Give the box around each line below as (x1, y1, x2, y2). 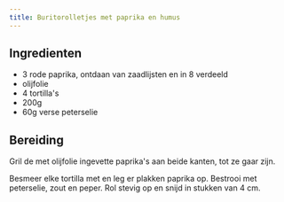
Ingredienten (9, 46, 83, 61)
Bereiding (9, 132, 64, 147)
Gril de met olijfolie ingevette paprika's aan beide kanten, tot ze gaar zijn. (9, 156, 276, 167)
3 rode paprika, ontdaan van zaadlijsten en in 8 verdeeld (21, 69, 229, 80)
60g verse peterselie (21, 107, 99, 118)
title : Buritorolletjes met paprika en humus (9, 12, 180, 22)
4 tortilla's (21, 88, 59, 98)
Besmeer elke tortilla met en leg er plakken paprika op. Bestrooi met (9, 174, 257, 184)
